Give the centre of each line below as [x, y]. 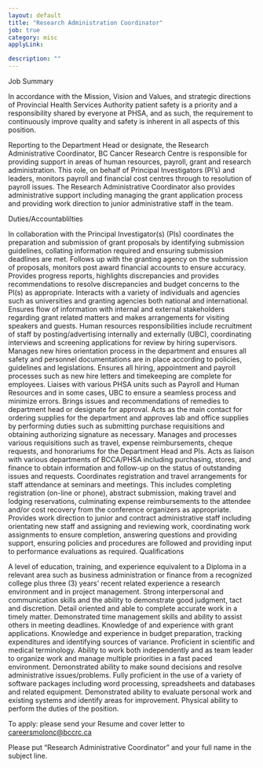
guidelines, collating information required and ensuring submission [116, 251]
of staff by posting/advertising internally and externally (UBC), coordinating [130, 334]
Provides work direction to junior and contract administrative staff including [130, 518]
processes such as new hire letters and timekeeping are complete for [120, 376]
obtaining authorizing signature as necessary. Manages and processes [122, 434]
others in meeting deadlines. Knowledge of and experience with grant [121, 625]
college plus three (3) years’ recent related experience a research [114, 583]
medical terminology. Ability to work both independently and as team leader [131, 650]
